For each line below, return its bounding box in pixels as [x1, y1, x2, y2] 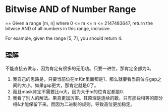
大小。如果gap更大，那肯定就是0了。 [21, 82, 99, 88]
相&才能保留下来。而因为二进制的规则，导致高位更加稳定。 [12, 101, 135, 107]
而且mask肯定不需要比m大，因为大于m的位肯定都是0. [12, 88, 125, 94]
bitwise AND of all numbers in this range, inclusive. [5, 25, 111, 31]
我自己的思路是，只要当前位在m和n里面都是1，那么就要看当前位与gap [12, 76, 157, 82]
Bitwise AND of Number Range [5, 4, 136, 15]
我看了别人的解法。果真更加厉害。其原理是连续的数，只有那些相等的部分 [12, 94, 163, 101]
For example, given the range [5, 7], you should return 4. [5, 35, 123, 41]
